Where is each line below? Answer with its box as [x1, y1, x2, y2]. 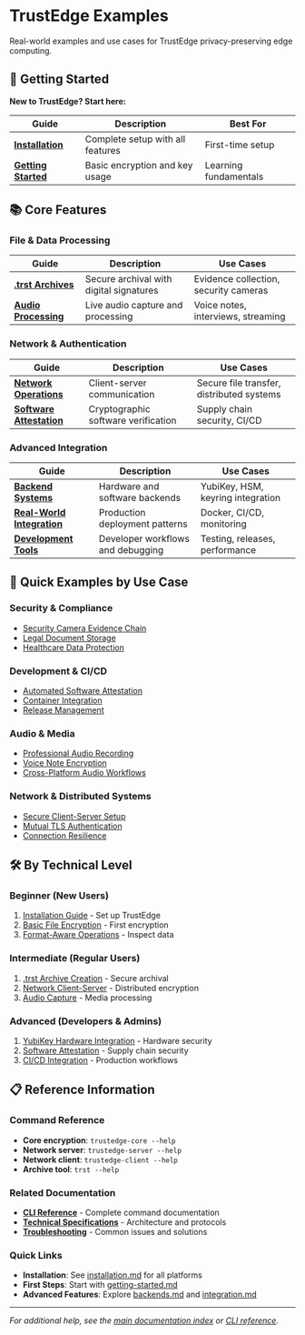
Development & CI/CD [9, 665, 107, 678]
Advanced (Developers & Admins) [9, 1015, 162, 1028]
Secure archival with [84, 273, 172, 286]
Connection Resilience [22, 829, 107, 841]
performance [200, 544, 257, 557]
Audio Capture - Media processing [22, 992, 152, 1003]
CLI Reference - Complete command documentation [22, 1207, 220, 1218]
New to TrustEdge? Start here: [9, 95, 126, 106]
